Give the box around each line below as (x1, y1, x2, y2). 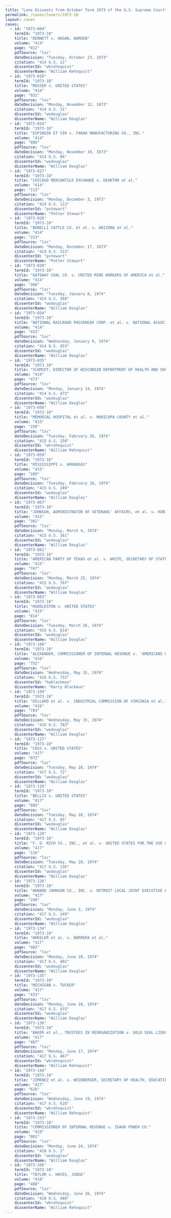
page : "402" (14, 945, 40, 950)
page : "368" (14, 282, 40, 287)
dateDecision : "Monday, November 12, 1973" (14, 102, 108, 107)
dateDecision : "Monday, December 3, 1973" (14, 197, 106, 202)
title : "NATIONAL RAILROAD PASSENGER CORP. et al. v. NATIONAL (14, 320, 152, 325)
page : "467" (14, 1039, 40, 1044)
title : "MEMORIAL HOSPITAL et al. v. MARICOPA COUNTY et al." (14, 414, 149, 420)
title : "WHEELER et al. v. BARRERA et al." (14, 935, 108, 940)
